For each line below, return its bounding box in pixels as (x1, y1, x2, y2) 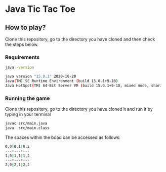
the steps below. (5, 42, 39, 47)
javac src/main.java (5, 121, 48, 126)
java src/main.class (5, 125, 50, 130)
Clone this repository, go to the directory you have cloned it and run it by (5, 106, 153, 112)
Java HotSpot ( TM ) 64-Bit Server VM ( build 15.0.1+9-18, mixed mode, (5, 83, 149, 88)
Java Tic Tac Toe (5, 3, 76, 15)
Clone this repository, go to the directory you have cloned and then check (5, 36, 155, 42)
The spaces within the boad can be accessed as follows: (5, 134, 121, 140)
